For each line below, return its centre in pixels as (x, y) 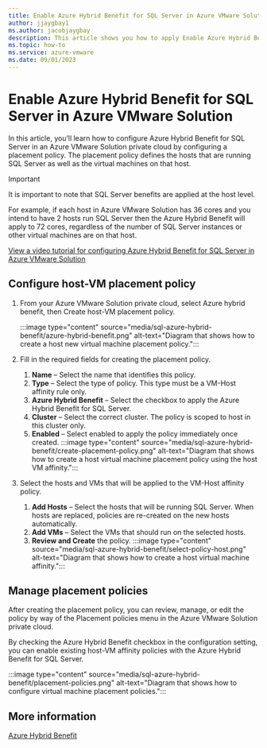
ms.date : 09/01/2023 (43, 60)
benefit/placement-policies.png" (62, 683)
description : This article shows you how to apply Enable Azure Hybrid (129, 38)
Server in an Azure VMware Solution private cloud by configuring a (118, 146)
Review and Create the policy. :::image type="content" (122, 541)
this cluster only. (58, 425)
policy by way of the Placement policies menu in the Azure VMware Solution (133, 618)
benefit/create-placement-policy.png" (94, 451)
